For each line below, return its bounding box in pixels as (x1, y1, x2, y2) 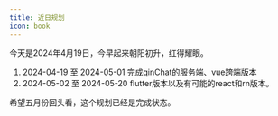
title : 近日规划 (9, 13, 65, 22)
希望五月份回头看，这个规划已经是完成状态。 (9, 96, 176, 108)
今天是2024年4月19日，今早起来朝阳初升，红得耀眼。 (9, 47, 209, 58)
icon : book (9, 22, 51, 31)
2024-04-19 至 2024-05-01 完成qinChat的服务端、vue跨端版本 (22, 67, 257, 77)
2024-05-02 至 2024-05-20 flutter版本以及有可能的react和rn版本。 (22, 77, 274, 88)
